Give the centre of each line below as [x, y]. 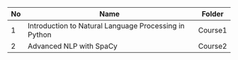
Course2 [212, 46]
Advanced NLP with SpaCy [73, 46]
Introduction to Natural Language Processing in [106, 26]
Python [40, 35]
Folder [213, 14]
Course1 [212, 30]
